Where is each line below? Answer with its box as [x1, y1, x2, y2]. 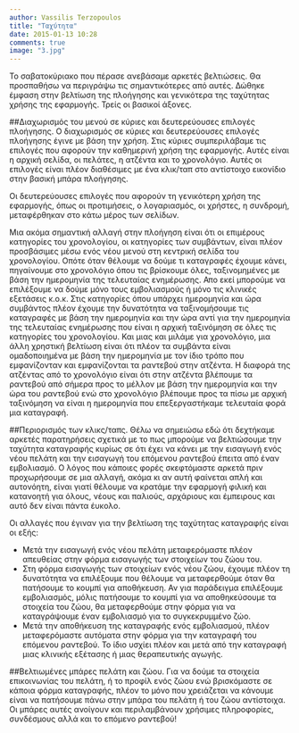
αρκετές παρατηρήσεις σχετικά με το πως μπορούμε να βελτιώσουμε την [9, 434, 282, 445]
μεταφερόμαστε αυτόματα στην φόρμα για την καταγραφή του [21, 630, 257, 641]
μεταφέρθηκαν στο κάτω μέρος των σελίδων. [9, 210, 179, 221]
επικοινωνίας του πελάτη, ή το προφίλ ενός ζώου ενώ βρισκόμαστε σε [9, 676, 273, 687]
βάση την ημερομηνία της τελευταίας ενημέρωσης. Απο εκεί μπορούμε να [9, 274, 286, 286]
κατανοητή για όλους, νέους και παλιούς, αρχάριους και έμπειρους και [9, 491, 276, 502]
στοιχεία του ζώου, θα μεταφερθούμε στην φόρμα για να [21, 602, 237, 612]
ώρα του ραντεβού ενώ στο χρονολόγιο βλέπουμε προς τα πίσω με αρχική [9, 388, 287, 399]
